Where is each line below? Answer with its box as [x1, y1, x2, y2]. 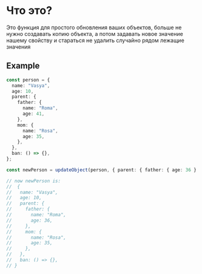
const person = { [6, 77, 50, 83]
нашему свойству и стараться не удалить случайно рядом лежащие [6, 36, 185, 44]
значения [6, 43, 31, 50]
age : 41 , [22, 111, 45, 117]
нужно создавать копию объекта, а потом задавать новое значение [6, 30, 183, 37]
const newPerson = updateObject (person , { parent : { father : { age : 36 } [6, 166, 197, 173]
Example [6, 61, 40, 71]
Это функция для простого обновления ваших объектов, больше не [6, 24, 182, 31]
